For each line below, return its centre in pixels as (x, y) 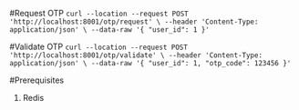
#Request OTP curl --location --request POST (99, 13)
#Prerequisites (37, 80)
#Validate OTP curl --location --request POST (99, 46)
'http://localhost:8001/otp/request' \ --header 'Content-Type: (134, 22)
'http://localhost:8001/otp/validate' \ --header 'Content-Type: (136, 55)
